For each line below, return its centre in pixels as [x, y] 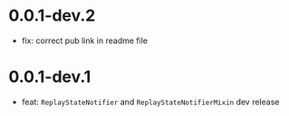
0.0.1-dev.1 [50, 77]
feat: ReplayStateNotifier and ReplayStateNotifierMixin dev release [150, 102]
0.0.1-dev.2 [52, 16]
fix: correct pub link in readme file [85, 40]
